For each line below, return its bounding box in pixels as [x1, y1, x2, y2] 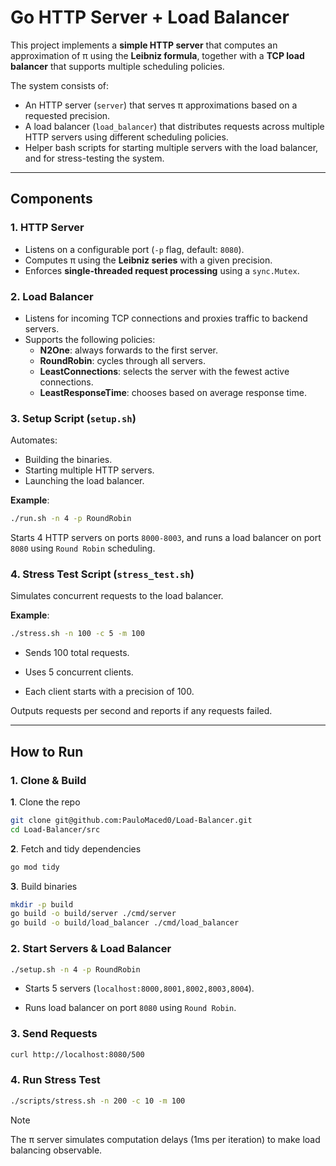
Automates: [10, 434, 58, 446]
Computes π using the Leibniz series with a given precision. [24, 254, 273, 266]
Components [10, 191, 93, 208]
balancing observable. [10, 1144, 103, 1156]
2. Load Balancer [10, 289, 94, 303]
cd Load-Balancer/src [10, 824, 101, 835]
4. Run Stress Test [10, 1073, 101, 1087]
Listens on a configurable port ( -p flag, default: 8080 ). [24, 243, 245, 255]
